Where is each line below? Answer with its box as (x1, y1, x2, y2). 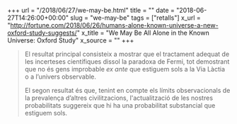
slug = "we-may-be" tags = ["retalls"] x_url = (70, 13, 202, 22)
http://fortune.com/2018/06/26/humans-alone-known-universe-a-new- (10, 21, 219, 29)
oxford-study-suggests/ (7, 28, 78, 37)
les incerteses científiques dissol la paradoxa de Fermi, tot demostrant (24, 57, 230, 66)
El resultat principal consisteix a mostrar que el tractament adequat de (24, 50, 230, 58)
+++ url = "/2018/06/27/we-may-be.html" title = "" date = (7, 6, 175, 14)
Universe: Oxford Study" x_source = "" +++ (7, 36, 134, 45)
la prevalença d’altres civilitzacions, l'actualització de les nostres (24, 94, 214, 102)
